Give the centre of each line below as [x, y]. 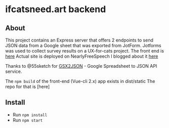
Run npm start [28, 120]
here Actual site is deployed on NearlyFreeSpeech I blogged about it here [82, 56]
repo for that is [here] [28, 87]
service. [14, 71]
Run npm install [30, 114]
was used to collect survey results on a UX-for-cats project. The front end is [85, 51]
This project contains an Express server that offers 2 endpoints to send [79, 40]
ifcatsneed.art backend [56, 9]
